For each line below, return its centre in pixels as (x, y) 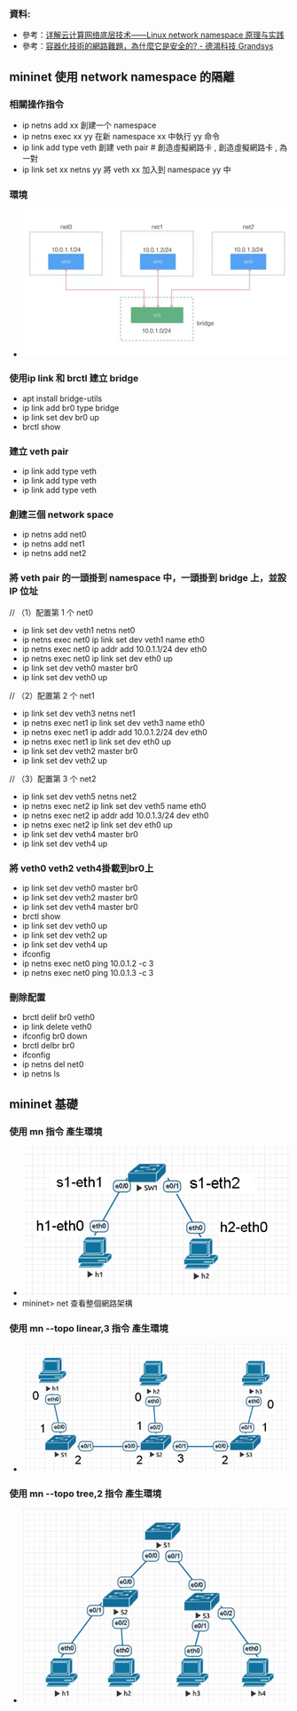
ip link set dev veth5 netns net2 (79, 797)
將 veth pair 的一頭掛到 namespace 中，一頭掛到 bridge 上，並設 (148, 578)
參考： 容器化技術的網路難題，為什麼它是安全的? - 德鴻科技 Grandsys (148, 46)
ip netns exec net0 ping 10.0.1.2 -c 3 (88, 963)
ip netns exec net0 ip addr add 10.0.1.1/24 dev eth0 (114, 648)
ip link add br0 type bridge (70, 408)
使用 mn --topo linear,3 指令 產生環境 (89, 1328)
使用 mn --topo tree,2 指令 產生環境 (86, 1494)
